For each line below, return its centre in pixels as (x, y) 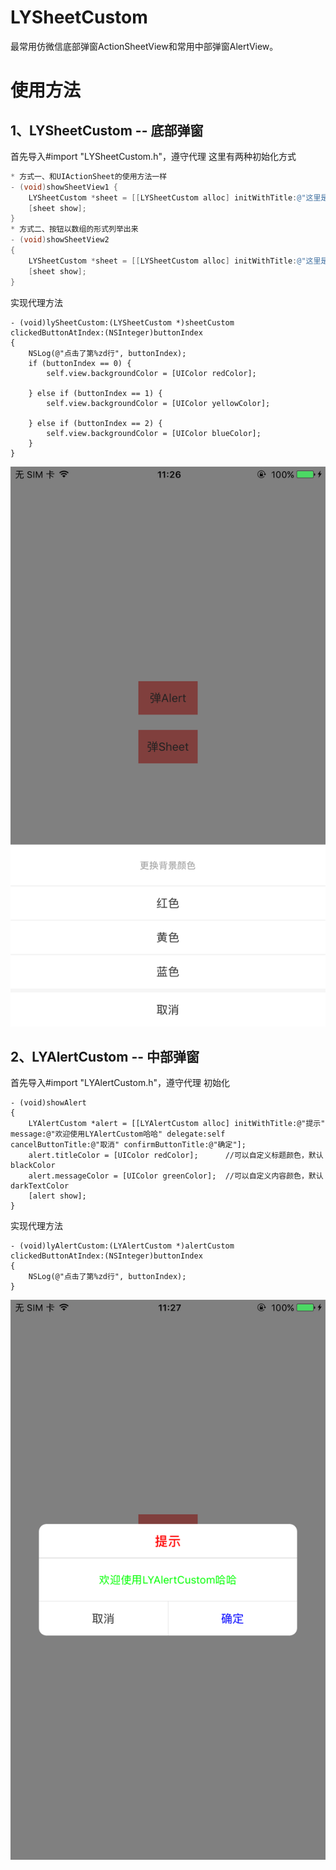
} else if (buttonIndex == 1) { (95, 393)
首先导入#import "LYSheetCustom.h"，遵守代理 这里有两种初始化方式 (153, 156)
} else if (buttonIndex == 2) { (95, 423)
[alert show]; (57, 1196)
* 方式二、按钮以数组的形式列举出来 (74, 229)
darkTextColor (40, 1186)
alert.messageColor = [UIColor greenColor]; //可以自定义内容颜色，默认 (176, 1176)
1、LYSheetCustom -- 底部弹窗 (107, 130)
